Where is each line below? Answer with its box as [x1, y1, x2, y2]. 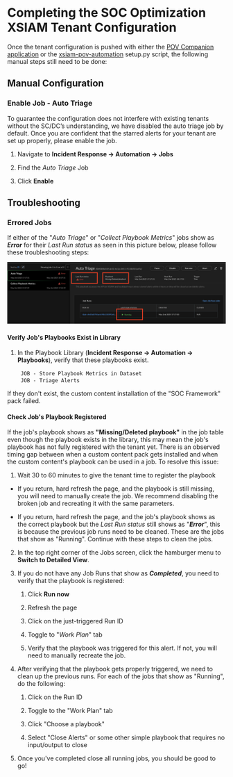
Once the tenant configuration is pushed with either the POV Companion [7, 42, 214, 51]
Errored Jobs [7, 218, 52, 227]
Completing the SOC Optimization [7, 5, 207, 21]
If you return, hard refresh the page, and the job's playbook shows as [17, 513, 216, 521]
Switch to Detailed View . [17, 556, 89, 564]
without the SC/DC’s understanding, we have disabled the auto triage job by [7, 122, 224, 130]
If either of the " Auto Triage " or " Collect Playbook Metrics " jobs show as [7, 234, 215, 242]
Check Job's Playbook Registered [7, 412, 107, 421]
